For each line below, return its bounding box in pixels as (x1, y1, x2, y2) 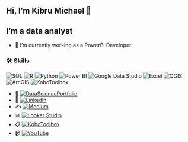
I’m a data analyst (6, 26, 73, 36)
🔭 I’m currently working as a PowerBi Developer (14, 42, 132, 49)
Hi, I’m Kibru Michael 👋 (6, 6, 92, 16)
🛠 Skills (6, 57, 30, 65)
